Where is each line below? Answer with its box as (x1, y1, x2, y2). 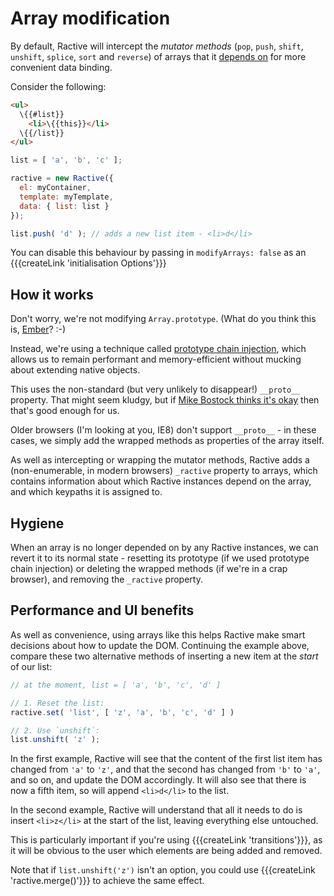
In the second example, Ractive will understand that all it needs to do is (10, 804, 303, 816)
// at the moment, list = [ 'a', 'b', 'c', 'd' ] (10, 680, 222, 690)
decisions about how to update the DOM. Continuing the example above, (10, 639, 310, 651)
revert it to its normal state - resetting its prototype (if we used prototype (10, 552, 310, 564)
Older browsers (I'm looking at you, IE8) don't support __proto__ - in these (10, 424, 317, 436)
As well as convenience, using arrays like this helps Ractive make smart (10, 628, 306, 641)
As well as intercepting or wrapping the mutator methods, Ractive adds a (10, 454, 310, 466)
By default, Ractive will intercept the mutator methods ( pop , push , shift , (10, 40, 304, 52)
